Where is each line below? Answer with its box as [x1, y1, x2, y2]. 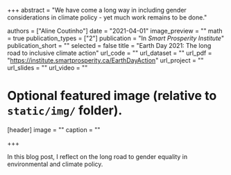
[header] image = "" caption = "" [7, 125, 101, 134]
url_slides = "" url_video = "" [7, 64, 88, 72]
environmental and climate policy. [7, 160, 103, 168]
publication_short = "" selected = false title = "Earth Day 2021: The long [7, 42, 212, 49]
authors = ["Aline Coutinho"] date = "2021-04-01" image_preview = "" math [7, 27, 223, 35]
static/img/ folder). [7, 103, 123, 119]
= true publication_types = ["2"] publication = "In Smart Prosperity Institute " [7, 34, 224, 42]
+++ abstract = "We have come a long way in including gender [7, 6, 187, 14]
